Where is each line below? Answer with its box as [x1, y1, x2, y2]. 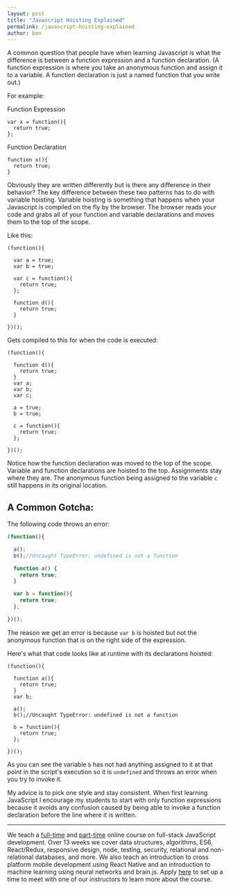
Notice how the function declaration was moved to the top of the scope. [7, 459, 213, 467]
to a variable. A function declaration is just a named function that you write [7, 71, 221, 79]
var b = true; [13, 263, 54, 270]
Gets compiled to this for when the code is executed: [7, 336, 158, 344]
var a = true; [13, 257, 54, 264]
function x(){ [7, 157, 49, 163]
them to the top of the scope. [7, 218, 91, 226]
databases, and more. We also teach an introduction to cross [35, 853, 209, 861]
